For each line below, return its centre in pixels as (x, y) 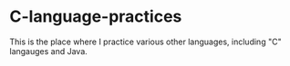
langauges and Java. (49, 51)
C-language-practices (96, 17)
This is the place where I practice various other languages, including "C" (145, 42)
